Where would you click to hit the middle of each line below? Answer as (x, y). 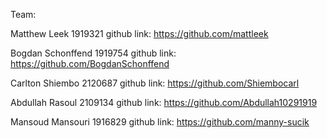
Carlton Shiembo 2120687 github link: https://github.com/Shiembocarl (155, 83)
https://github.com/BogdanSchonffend (90, 63)
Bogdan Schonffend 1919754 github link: (93, 53)
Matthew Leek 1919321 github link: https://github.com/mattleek (139, 33)
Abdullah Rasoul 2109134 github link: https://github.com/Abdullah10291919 (164, 102)
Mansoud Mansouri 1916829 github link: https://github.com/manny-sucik (160, 122)
